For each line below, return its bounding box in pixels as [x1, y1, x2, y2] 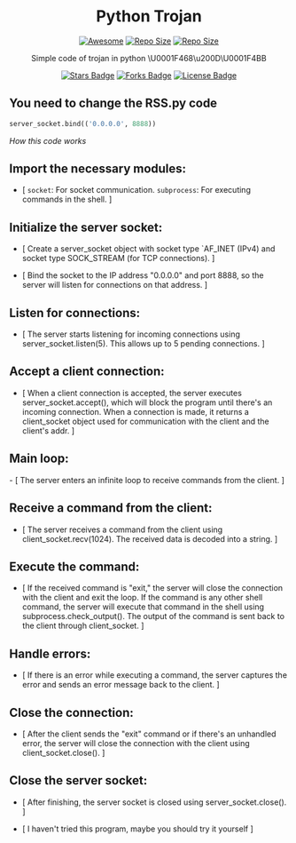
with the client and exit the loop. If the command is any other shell [21, 592, 263, 603]
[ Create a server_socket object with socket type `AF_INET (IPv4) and [21, 243, 276, 254]
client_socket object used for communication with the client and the [21, 416, 269, 426]
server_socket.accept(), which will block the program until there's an [21, 397, 273, 408]
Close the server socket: [9, 773, 148, 788]
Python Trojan [96, 6, 202, 27]
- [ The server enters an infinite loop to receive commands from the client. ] [9, 474, 285, 485]
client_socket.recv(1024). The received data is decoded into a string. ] [21, 533, 278, 544]
